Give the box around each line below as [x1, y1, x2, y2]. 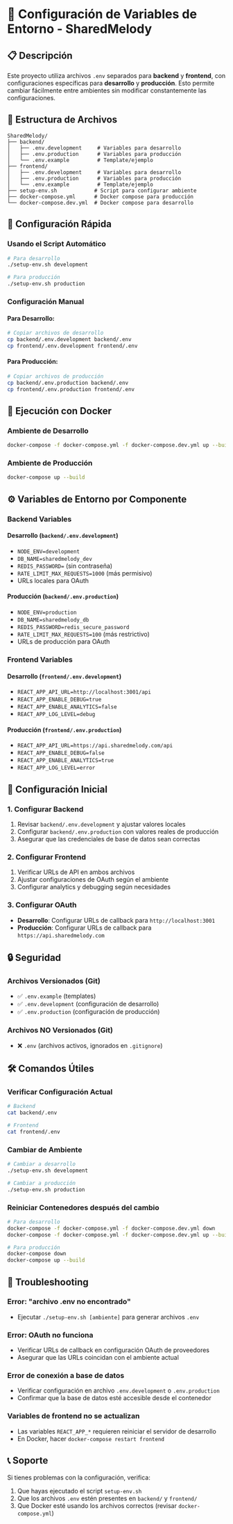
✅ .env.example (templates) [17, 992, 96, 1001]
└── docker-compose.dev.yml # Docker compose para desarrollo [7, 199, 194, 206]
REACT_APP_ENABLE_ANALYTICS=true [17, 757, 114, 764]
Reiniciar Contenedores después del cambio [7, 1202, 159, 1212]
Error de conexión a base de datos [7, 1371, 125, 1381]
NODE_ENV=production [17, 609, 77, 617]
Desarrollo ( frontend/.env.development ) [7, 672, 122, 681]
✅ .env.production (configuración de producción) [17, 1008, 160, 1016]
